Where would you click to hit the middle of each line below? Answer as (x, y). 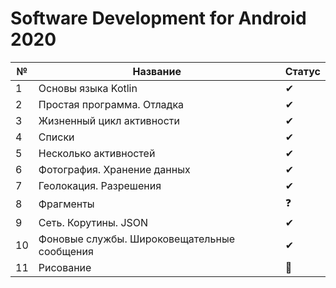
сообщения (66, 251)
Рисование (65, 267)
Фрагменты (66, 204)
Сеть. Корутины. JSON (93, 222)
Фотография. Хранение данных (114, 169)
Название (157, 71)
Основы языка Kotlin (88, 88)
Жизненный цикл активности (109, 120)
